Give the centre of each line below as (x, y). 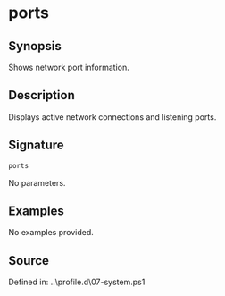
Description (42, 95)
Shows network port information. (69, 67)
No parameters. (37, 182)
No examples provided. (51, 233)
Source (29, 261)
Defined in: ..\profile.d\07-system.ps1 (77, 282)
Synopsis (35, 46)
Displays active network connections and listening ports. (112, 117)
